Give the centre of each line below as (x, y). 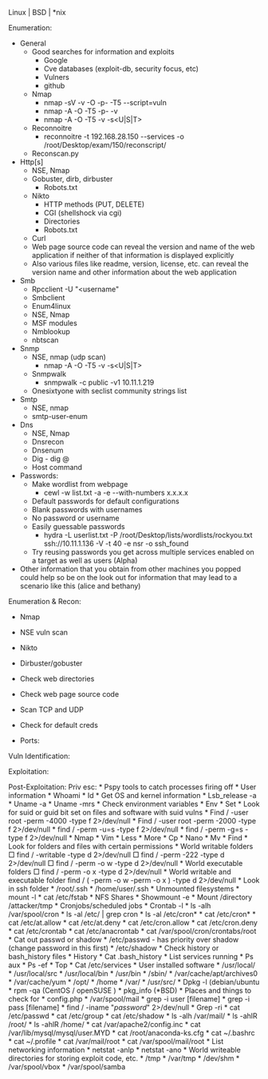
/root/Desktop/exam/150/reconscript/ (105, 145)
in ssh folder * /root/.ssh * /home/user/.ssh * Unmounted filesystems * (124, 889)
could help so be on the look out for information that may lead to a (128, 577)
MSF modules (54, 323)
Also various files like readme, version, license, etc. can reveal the (140, 264)
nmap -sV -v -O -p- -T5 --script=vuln (105, 103)
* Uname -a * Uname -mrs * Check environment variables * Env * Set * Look (134, 804)
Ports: (30, 741)
